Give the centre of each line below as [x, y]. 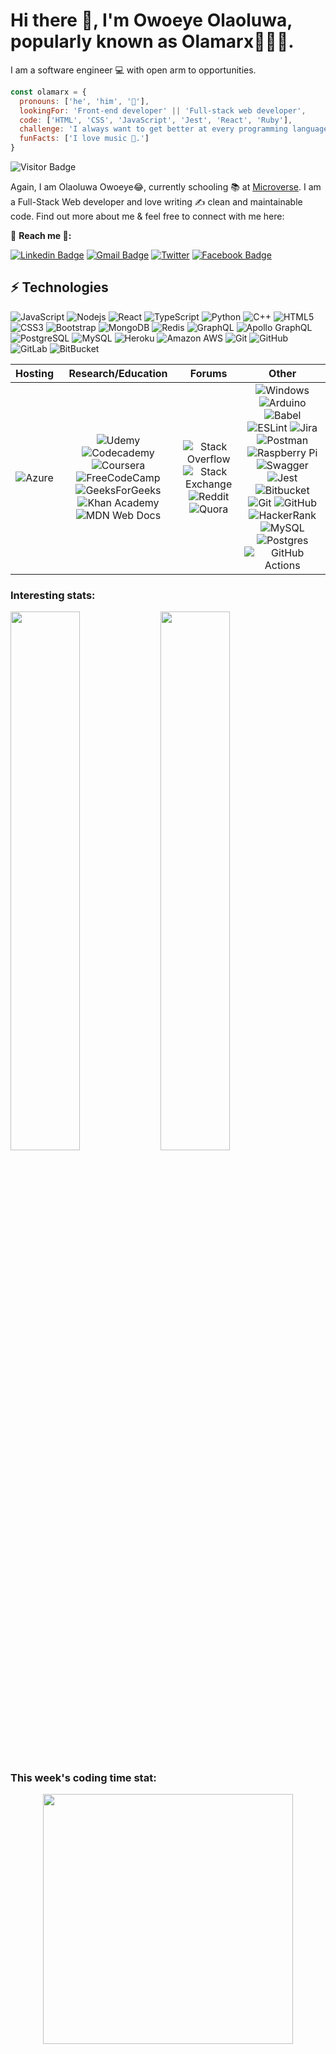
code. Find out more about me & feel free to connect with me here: [147, 216]
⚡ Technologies [59, 287]
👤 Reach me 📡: [41, 236]
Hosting [34, 373]
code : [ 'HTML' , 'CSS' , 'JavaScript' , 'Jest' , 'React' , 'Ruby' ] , [156, 120]
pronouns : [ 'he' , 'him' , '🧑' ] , [84, 101]
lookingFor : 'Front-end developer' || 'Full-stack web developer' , [163, 110]
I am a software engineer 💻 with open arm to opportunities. [133, 70]
